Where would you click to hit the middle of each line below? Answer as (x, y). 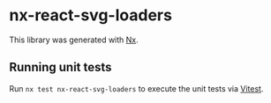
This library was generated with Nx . (74, 40)
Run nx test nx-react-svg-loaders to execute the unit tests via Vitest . (136, 88)
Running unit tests (60, 67)
